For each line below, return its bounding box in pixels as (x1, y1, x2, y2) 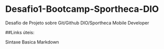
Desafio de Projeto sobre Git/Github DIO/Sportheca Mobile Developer (5, 20, 149, 26)
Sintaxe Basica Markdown (5, 39, 60, 45)
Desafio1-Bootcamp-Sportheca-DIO (5, 3, 159, 15)
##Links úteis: (5, 29, 35, 35)
